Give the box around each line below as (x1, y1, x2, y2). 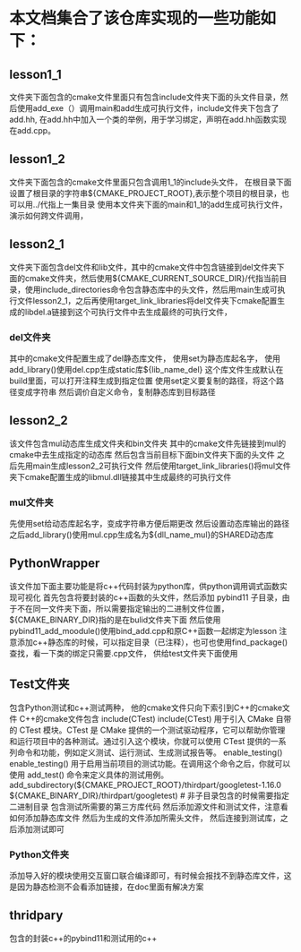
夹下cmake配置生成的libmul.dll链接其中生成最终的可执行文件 (9, 471, 232, 482)
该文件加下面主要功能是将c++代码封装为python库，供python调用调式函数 (9, 580, 280, 591)
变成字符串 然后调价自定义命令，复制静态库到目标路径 (16, 386, 216, 397)
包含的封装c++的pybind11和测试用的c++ (9, 932, 158, 943)
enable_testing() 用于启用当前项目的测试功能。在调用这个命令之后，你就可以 (9, 758, 291, 768)
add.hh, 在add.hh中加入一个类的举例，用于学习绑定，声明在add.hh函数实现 (9, 114, 287, 124)
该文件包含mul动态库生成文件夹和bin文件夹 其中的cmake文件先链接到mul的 (9, 438, 287, 449)
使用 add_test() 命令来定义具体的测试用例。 (9, 769, 169, 780)
